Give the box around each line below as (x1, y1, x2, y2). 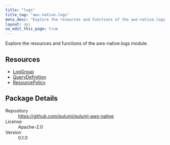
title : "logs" (5, 7, 36, 13)
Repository (5, 107, 28, 113)
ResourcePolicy (12, 79, 46, 85)
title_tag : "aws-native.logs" (5, 12, 70, 17)
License (5, 118, 22, 125)
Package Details (5, 94, 58, 103)
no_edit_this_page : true (5, 26, 58, 32)
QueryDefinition (12, 74, 46, 80)
